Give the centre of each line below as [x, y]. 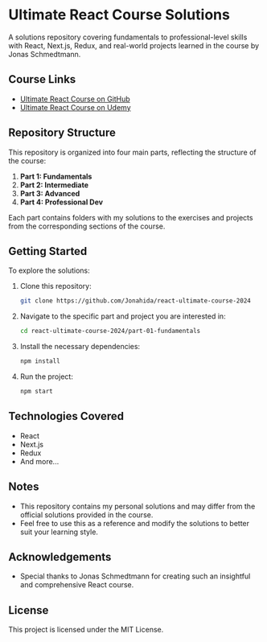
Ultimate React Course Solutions [119, 15]
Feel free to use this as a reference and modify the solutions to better [135, 523]
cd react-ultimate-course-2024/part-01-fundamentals [110, 331]
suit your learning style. [59, 532]
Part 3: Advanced [50, 193]
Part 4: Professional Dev [61, 202]
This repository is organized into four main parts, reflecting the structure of [132, 152]
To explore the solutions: [49, 270]
